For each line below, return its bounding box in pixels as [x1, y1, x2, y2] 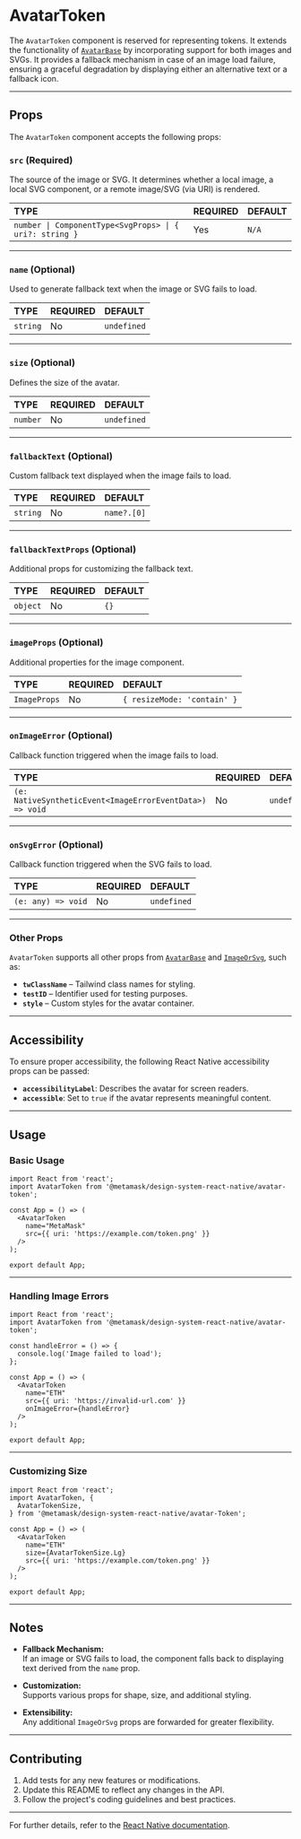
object [13, 601, 42, 611]
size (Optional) [9, 356, 76, 369]
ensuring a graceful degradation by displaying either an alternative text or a [9, 64, 288, 74]
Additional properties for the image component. [9, 657, 185, 667]
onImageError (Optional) [9, 729, 114, 742]
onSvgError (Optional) [9, 838, 104, 850]
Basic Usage [9, 1154, 65, 1166]
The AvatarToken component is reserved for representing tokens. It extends [9, 35, 288, 46]
